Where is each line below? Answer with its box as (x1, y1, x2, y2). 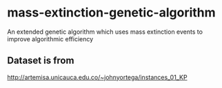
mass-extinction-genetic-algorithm (7, 5, 216, 21)
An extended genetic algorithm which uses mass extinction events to (7, 27, 203, 36)
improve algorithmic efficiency (7, 34, 94, 43)
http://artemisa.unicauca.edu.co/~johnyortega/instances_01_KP (7, 73, 188, 81)
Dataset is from (7, 55, 74, 67)
